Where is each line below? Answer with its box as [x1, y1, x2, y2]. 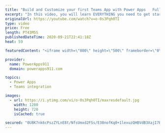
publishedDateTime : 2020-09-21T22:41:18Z [5, 35, 91, 40]
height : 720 [14, 107, 38, 112]
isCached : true [14, 111, 45, 116]
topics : [5, 75, 21, 80]
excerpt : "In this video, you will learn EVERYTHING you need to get [5, 12, 151, 17]
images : [5, 93, 21, 98]
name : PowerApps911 [9, 62, 50, 66]
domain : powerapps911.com [9, 66, 63, 71]
